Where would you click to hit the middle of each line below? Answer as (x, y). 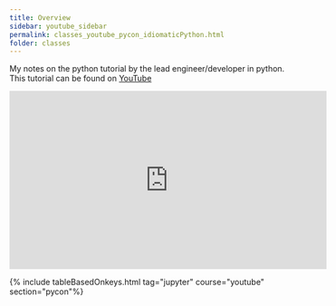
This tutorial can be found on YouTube (81, 79)
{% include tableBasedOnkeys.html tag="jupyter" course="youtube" (137, 282)
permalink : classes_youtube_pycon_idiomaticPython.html (117, 34)
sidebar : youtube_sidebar (58, 26)
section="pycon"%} (47, 292)
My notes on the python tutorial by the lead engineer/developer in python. (147, 69)
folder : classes (40, 43)
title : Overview (40, 18)
